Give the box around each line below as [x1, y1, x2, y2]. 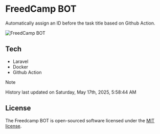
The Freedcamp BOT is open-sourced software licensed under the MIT [5, 117, 155, 123]
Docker [12, 63, 29, 70]
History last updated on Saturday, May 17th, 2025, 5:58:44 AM [5, 89, 136, 95]
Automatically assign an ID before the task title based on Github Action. [5, 20, 155, 26]
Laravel [12, 58, 29, 64]
